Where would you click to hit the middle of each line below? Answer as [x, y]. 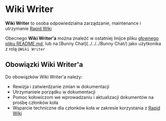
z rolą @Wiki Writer [25, 49]
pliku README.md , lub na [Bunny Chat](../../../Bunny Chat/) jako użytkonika [83, 43]
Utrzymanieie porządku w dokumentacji [54, 92]
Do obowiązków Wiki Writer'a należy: [44, 77]
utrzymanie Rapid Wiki [29, 28]
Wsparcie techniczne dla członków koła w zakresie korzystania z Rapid [86, 108]
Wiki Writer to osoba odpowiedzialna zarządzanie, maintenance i [73, 23]
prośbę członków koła [35, 102]
